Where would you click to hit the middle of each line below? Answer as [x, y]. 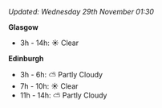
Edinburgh [26, 58]
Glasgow [23, 27]
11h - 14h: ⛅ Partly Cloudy [63, 95]
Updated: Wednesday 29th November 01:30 [81, 12]
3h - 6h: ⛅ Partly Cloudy [61, 75]
